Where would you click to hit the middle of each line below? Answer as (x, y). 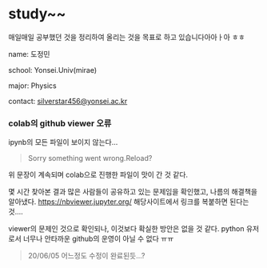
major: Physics (33, 86)
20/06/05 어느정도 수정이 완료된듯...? (86, 256)
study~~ (37, 14)
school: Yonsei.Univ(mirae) (53, 70)
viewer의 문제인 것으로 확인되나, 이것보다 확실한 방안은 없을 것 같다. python (127, 229)
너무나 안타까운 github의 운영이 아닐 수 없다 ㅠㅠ (98, 239)
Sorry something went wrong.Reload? (90, 158)
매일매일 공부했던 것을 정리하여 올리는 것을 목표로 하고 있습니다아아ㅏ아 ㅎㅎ (127, 37)
